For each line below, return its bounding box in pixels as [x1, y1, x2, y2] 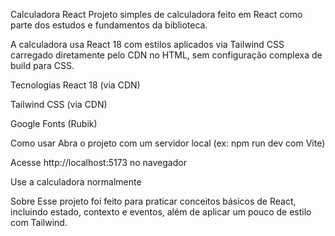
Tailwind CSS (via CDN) [10, 99, 108, 110]
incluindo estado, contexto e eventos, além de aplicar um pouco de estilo [10, 206, 312, 218]
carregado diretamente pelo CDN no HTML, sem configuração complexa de [10, 49, 323, 61]
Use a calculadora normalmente [10, 176, 142, 188]
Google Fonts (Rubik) [10, 118, 98, 129]
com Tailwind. [10, 217, 68, 228]
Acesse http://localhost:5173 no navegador [10, 157, 187, 168]
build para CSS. [10, 60, 75, 71]
